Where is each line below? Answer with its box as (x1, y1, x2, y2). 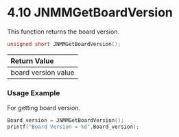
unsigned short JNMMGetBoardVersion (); (7, 40, 121, 47)
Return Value (10, 56, 54, 66)
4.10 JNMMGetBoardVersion (7, 5, 174, 21)
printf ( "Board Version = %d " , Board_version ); (7, 123, 139, 130)
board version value (10, 67, 75, 77)
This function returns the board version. (7, 27, 120, 36)
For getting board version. (7, 104, 81, 112)
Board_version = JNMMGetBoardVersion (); (7, 117, 125, 124)
